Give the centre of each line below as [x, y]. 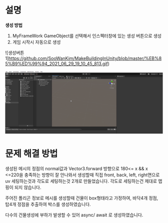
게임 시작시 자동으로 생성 [36, 42]
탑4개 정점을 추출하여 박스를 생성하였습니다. [48, 204]
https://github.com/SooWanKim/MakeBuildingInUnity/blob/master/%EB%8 [85, 58]
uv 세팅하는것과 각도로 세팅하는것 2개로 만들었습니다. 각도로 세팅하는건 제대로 [81, 181]
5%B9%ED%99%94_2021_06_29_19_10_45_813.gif [57, 64]
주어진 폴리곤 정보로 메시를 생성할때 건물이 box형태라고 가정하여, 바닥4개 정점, [82, 198]
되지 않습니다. [28, 187]
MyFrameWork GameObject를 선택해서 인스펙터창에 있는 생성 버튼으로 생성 [87, 36]
